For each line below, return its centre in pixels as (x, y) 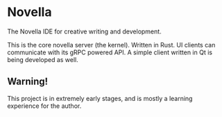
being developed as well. (43, 59)
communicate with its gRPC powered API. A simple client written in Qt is (110, 52)
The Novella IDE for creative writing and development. (84, 31)
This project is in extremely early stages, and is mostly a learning (100, 98)
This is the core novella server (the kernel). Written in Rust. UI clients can (111, 45)
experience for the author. (44, 106)
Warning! (28, 82)
